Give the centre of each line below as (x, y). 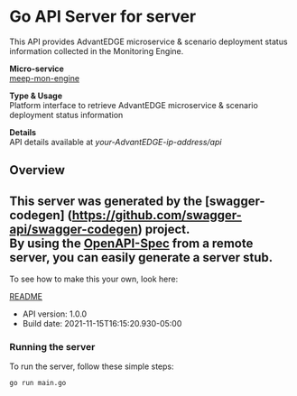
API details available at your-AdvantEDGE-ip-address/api (116, 142)
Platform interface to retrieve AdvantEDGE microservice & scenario (134, 105)
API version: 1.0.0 (55, 314)
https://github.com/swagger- (157, 215)
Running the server (52, 347)
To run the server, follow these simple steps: (92, 366)
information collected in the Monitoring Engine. (97, 51)
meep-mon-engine (44, 78)
